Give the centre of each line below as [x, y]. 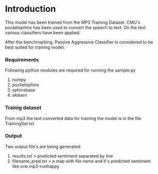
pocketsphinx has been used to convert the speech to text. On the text [75, 27]
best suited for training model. [35, 47]
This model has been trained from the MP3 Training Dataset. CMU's [73, 22]
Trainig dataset [23, 108]
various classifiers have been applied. [43, 32]
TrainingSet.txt [20, 123]
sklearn [20, 95]
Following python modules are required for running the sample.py [70, 70]
